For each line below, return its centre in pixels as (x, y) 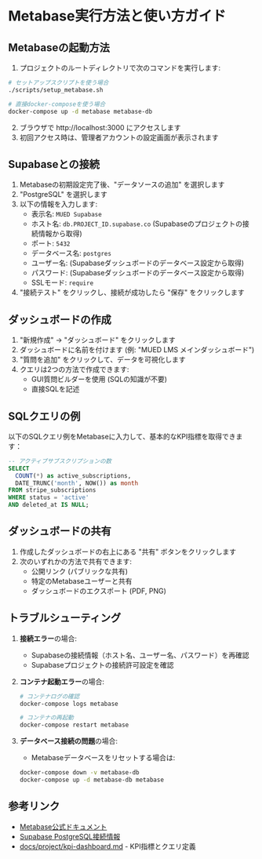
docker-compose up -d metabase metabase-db (80, 111)
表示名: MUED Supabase (66, 214)
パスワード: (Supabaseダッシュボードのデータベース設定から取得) (138, 273)
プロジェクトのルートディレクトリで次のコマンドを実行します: (120, 68)
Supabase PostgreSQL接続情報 (70, 836)
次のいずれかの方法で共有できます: (75, 561)
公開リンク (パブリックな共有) (79, 571)
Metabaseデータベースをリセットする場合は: (103, 758)
